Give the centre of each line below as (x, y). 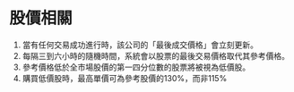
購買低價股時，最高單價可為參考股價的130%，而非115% (125, 78)
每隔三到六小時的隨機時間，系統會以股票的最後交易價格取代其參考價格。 (156, 55)
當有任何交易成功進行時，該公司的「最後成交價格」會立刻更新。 (140, 45)
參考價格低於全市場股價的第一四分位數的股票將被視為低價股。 (136, 67)
